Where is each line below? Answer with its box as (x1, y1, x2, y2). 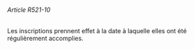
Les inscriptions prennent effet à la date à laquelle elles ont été (7, 27, 187, 35)
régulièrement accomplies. (7, 35, 83, 43)
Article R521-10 (7, 6, 51, 14)
